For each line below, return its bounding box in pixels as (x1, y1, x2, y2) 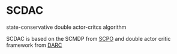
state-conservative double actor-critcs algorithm (6, 23, 127, 31)
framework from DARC (6, 41, 62, 49)
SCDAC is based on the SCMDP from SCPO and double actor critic (6, 35, 171, 42)
